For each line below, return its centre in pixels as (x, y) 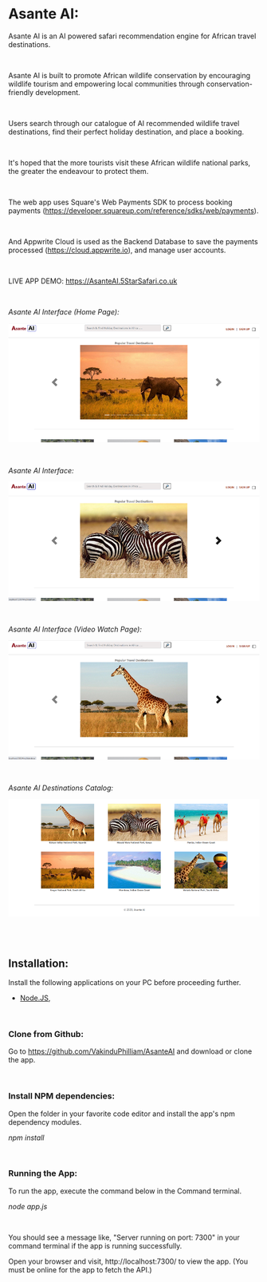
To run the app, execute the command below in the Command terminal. (125, 1191)
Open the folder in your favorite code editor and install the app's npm (122, 1114)
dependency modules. (45, 1122)
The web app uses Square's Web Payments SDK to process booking (120, 202)
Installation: (39, 963)
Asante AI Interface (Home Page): (64, 311)
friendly (21, 92)
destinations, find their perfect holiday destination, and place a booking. (126, 132)
